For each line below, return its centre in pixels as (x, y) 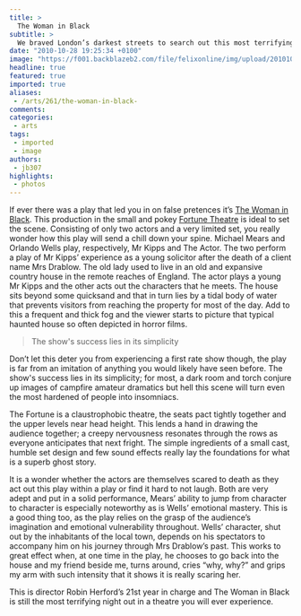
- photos (30, 185)
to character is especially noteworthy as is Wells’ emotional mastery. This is (149, 508)
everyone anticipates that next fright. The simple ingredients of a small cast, (150, 443)
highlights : (31, 176)
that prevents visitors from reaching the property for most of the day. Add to (150, 305)
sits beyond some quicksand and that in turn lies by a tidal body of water (143, 296)
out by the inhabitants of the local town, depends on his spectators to (138, 537)
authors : (26, 159)
